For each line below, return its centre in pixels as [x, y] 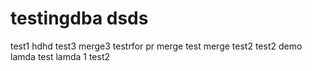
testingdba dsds [79, 18]
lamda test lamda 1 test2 [60, 56]
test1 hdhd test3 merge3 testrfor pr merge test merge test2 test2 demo [156, 46]
